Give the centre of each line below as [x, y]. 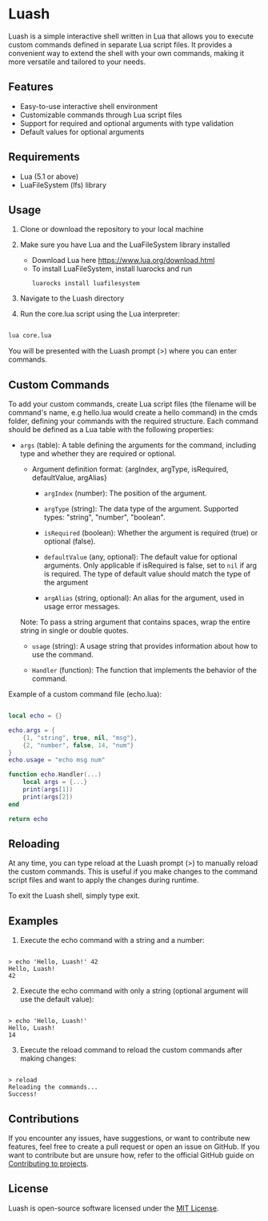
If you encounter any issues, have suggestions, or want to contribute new [129, 1138]
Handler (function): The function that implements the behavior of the [144, 670]
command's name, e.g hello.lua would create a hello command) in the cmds [133, 413]
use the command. [62, 655]
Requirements [44, 157]
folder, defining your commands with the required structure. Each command [133, 421]
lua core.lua [30, 336]
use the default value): [57, 1000]
